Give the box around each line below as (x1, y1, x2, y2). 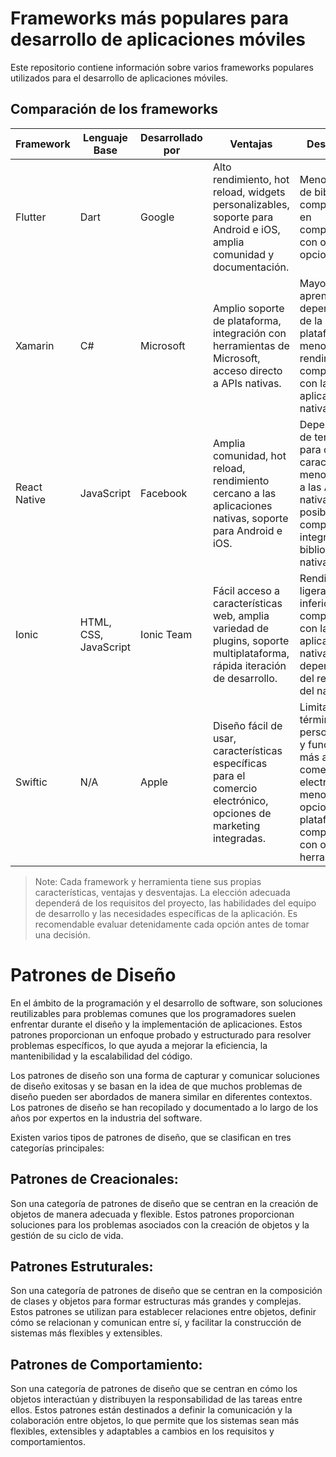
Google (140, 210, 175, 224)
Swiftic (15, 775, 48, 789)
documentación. (212, 260, 290, 274)
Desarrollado (140, 130, 203, 144)
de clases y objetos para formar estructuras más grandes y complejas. (10, 1295, 302, 1307)
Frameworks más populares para (10, 7, 290, 30)
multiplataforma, (212, 646, 290, 660)
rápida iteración (212, 658, 287, 672)
